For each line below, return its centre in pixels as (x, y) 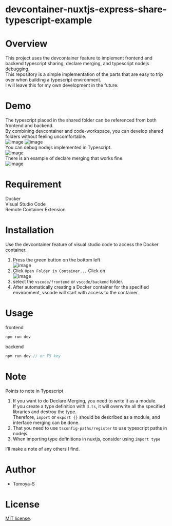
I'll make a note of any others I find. (43, 449)
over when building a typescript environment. (53, 80)
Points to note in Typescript (34, 391)
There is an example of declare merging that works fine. (65, 158)
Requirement (33, 184)
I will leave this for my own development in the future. (62, 85)
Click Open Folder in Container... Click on (59, 271)
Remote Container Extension (35, 209)
